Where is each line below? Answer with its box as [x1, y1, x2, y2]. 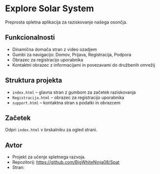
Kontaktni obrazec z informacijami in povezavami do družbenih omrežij [12, 62, 155, 68]
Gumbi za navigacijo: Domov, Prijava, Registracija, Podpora [12, 51, 132, 57]
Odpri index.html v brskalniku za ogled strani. [5, 127, 98, 133]
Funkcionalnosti [5, 33, 55, 42]
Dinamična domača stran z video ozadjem [12, 46, 97, 52]
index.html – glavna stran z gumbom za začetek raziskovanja [12, 89, 136, 95]
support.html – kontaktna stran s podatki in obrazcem [12, 99, 121, 105]
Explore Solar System [5, 3, 94, 14]
